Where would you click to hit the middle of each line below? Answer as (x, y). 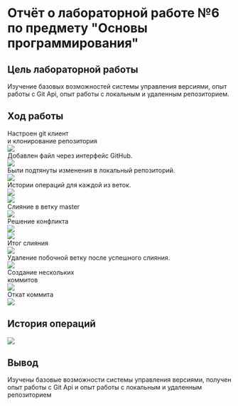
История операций (52, 324)
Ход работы (36, 116)
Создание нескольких (41, 272)
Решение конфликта (38, 221)
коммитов (23, 280)
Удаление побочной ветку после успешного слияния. (89, 258)
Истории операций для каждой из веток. (69, 185)
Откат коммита (31, 294)
